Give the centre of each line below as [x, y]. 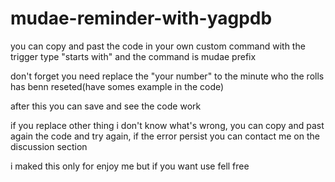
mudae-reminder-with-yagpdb [141, 18]
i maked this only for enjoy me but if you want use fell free [130, 166]
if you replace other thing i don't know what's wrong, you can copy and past [167, 125]
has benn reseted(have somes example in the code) [117, 86]
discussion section [49, 146]
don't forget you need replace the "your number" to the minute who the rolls [167, 76]
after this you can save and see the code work [106, 106]
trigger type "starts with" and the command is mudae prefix [133, 56]
